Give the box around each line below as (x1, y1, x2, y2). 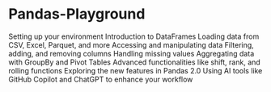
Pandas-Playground (8, 5, 146, 23)
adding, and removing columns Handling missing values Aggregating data (8, 48, 255, 58)
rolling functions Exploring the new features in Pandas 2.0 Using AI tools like (8, 65, 263, 75)
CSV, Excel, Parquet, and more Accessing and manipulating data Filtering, (8, 40, 255, 49)
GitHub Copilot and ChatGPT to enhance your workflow (8, 74, 193, 84)
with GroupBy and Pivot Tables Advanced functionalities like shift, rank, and (8, 57, 260, 67)
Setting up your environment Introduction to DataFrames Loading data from (8, 31, 260, 41)
